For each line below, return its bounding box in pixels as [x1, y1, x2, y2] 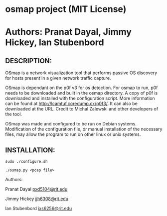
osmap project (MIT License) [5, 3, 127, 15]
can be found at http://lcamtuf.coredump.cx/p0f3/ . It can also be [5, 101, 138, 107]
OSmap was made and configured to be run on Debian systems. [5, 121, 137, 127]
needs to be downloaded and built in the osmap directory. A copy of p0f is [5, 90, 158, 96]
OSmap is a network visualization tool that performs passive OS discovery [5, 70, 158, 76]
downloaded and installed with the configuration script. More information [5, 96, 156, 102]
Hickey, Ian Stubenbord [5, 37, 104, 48]
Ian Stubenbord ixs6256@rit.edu [5, 206, 72, 211]
